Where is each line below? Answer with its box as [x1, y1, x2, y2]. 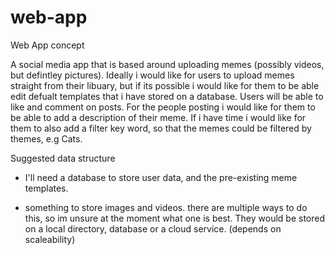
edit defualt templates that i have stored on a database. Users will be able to [10, 90, 324, 102]
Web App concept [10, 39, 85, 51]
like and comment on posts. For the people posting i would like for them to [10, 101, 316, 113]
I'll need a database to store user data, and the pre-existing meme [24, 171, 298, 183]
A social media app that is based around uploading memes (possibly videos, [10, 58, 325, 70]
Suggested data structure [10, 152, 116, 164]
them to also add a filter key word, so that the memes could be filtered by [10, 122, 312, 134]
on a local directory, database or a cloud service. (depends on [24, 222, 282, 235]
